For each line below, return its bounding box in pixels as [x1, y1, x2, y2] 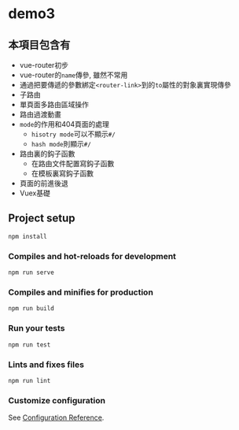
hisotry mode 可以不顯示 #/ [31, 129, 116, 139]
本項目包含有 [8, 38, 71, 51]
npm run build [8, 305, 55, 313]
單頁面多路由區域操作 [19, 100, 89, 109]
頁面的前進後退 [19, 179, 68, 187]
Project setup [8, 212, 76, 225]
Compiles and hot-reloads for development [8, 250, 177, 261]
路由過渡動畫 [19, 109, 61, 119]
